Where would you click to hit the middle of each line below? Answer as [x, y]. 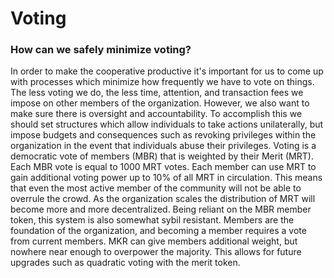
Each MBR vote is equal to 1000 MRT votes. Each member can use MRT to [163, 167]
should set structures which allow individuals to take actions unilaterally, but [167, 124]
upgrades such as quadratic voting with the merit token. [125, 263]
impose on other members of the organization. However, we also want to [160, 103]
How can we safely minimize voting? [101, 50]
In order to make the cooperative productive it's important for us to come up [167, 71]
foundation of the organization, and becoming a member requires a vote [158, 231]
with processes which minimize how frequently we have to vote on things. [162, 82]
